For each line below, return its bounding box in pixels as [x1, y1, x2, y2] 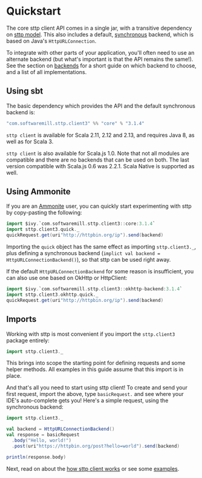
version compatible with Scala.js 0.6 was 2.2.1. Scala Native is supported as [6, 162, 195, 169]
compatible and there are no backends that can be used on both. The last [6, 156, 189, 163]
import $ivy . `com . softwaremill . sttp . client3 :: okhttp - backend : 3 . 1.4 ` [6, 286, 183, 292]
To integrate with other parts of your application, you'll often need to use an [6, 49, 195, 56]
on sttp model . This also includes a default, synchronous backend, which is [6, 30, 194, 38]
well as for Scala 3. [6, 138, 54, 145]
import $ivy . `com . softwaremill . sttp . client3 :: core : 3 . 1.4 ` [6, 220, 155, 227]
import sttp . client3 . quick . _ [6, 227, 80, 233]
